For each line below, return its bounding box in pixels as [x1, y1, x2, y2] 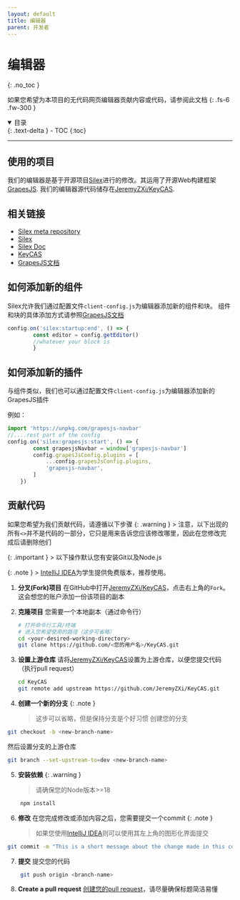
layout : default [7, 10, 56, 18]
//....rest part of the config [7, 431, 101, 439]
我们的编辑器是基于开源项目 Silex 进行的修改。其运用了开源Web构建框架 [7, 176, 216, 184]
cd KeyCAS [17, 679, 48, 686]
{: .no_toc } [7, 81, 40, 89]
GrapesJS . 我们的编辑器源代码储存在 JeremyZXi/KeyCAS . [7, 185, 175, 194]
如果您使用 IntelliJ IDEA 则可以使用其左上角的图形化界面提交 [35, 829, 209, 837]
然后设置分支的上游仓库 [7, 742, 76, 751]
